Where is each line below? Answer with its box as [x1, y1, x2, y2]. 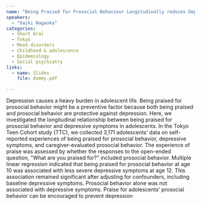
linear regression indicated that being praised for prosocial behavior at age [6, 161, 190, 168]
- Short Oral [11, 31, 44, 37]
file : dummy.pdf [17, 75, 58, 81]
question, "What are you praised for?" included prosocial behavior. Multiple [6, 154, 191, 161]
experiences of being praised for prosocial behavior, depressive [29, 135, 187, 142]
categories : [6, 25, 36, 32]
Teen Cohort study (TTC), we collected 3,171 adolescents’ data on [6, 129, 168, 136]
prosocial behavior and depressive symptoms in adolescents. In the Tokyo [6, 123, 189, 130]
